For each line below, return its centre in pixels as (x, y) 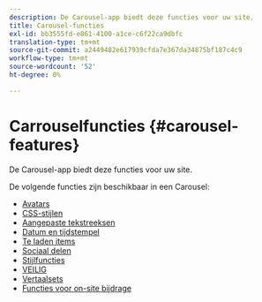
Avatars (36, 203)
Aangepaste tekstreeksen (68, 223)
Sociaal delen (47, 250)
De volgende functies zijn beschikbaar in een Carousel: (109, 186)
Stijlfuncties (43, 260)
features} (45, 144)
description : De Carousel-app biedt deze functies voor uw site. (131, 17)
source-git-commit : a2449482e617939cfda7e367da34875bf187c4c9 (126, 50)
